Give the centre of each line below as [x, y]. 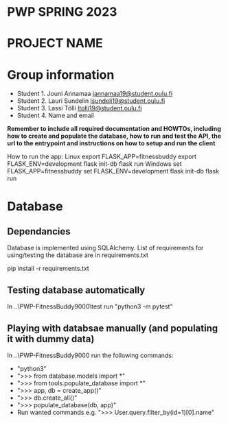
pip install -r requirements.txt [48, 269]
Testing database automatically [76, 290]
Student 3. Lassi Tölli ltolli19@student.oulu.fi [79, 108]
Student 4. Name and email [56, 116]
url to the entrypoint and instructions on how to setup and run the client [111, 143]
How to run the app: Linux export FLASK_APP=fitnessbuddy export [102, 157]
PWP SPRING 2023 [62, 12]
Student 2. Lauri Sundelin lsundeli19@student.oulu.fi [91, 101]
